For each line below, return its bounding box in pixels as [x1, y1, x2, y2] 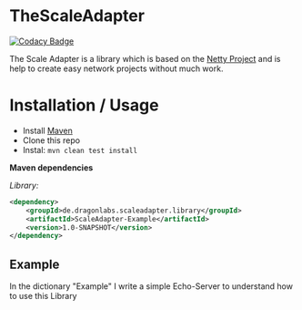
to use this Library [9, 291, 77, 302]
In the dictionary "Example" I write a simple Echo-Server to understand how [9, 281, 294, 292]
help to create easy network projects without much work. [9, 63, 224, 74]
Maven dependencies [9, 161, 94, 173]
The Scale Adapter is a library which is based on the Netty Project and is [9, 53, 281, 64]
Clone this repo [22, 134, 80, 146]
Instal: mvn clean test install [22, 144, 138, 155]
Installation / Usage [9, 95, 159, 116]
